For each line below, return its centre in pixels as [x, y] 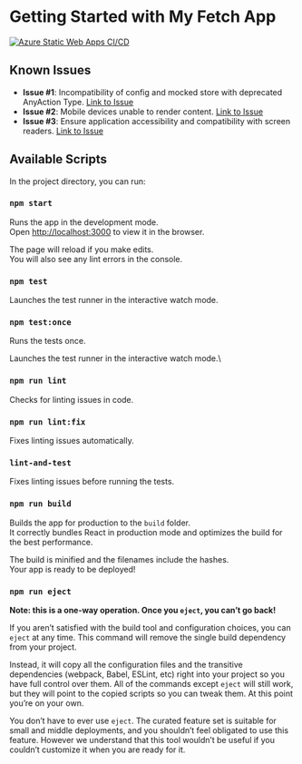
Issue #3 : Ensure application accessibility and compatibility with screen [156, 121]
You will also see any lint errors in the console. [96, 259]
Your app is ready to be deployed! [73, 569]
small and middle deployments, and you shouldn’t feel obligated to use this [149, 730]
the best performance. [51, 542]
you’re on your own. [47, 703]
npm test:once [40, 323]
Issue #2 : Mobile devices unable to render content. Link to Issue [143, 112]
